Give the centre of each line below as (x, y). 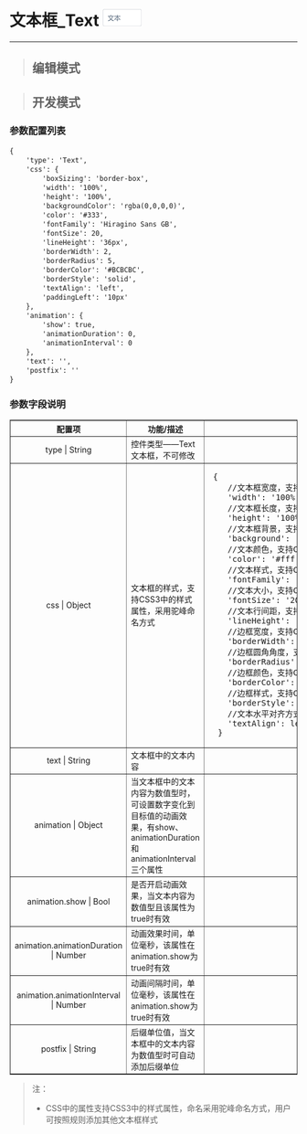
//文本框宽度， (256, 488)
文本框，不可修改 (163, 456)
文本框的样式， (159, 588)
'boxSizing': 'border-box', (95, 179)
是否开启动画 (155, 885)
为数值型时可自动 (163, 1055)
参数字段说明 (38, 404)
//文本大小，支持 (260, 591)
